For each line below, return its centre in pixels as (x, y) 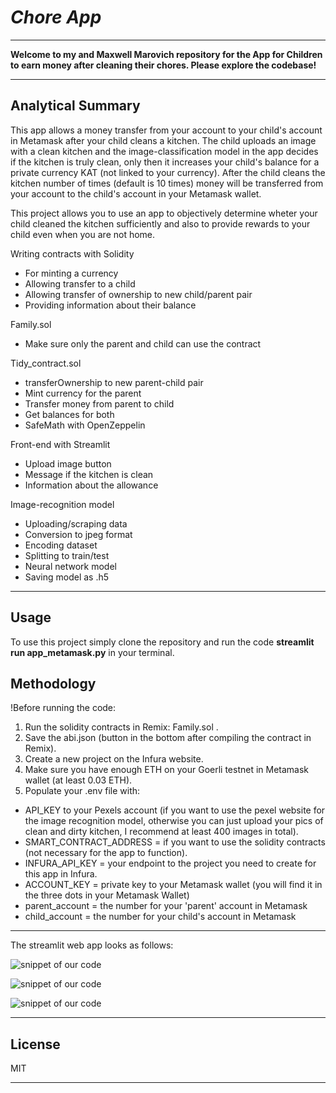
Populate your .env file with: (82, 791)
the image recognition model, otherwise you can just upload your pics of (174, 821)
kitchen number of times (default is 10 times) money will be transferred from (167, 183)
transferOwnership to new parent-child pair (114, 382)
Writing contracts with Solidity (72, 253)
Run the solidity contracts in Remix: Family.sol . (121, 727)
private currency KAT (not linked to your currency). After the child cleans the (168, 172)
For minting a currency (71, 273)
